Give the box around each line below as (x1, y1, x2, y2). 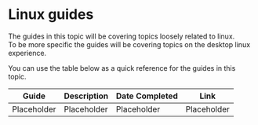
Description (64, 90, 109, 101)
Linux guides (8, 6, 94, 24)
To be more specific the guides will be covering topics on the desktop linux (8, 39, 251, 49)
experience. (8, 48, 47, 57)
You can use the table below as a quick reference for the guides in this (8, 63, 236, 72)
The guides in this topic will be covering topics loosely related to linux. (8, 31, 235, 41)
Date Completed (116, 90, 178, 101)
